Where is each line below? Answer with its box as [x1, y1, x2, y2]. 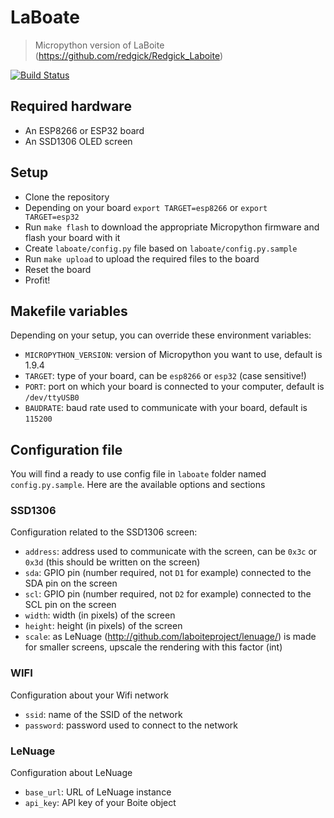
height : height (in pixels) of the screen [24, 620, 183, 632]
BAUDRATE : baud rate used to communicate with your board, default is [24, 402, 308, 414]
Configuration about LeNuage [10, 767, 133, 779]
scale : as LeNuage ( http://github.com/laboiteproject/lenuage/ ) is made [24, 631, 317, 643]
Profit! [24, 274, 51, 286]
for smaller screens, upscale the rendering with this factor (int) [24, 641, 283, 653]
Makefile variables [10, 302, 128, 320]
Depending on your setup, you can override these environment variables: [10, 329, 312, 341]
